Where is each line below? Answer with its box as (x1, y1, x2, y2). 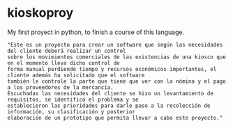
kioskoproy (7, 5, 74, 21)
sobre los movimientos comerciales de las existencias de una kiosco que (7, 54, 227, 61)
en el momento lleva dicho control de (7, 59, 120, 67)
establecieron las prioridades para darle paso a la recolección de (7, 102, 211, 109)
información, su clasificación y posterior (7, 108, 136, 115)
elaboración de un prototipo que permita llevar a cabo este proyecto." (7, 114, 223, 121)
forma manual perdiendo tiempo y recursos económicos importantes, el (7, 65, 217, 72)
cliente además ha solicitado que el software (7, 72, 145, 79)
